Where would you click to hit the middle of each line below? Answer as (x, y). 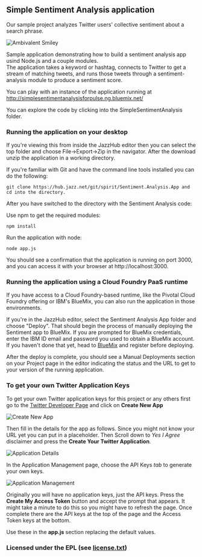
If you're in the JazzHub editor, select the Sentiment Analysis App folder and (101, 320)
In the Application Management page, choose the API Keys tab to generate (99, 465)
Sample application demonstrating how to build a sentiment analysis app (96, 54)
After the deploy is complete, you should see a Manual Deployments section (101, 357)
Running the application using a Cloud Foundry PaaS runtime (97, 282)
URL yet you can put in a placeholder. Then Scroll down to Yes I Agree (93, 435)
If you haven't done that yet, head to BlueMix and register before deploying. (100, 345)
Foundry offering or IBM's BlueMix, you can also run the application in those (101, 301)
